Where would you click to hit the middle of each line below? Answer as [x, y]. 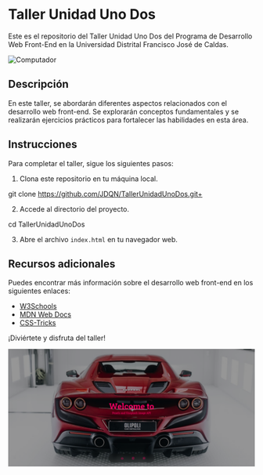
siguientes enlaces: [39, 291]
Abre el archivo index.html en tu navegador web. [99, 239]
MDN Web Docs [45, 314]
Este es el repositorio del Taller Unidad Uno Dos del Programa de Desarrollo [130, 36]
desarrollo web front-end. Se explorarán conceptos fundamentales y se [124, 111]
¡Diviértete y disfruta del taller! [57, 338]
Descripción [38, 84]
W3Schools [38, 306]
